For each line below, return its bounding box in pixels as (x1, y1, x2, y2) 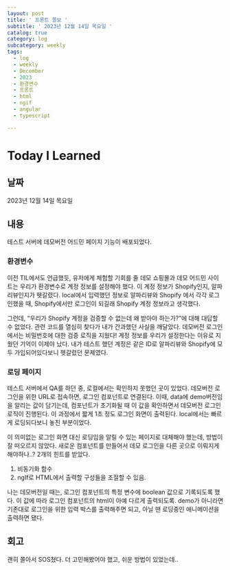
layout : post (7, 10, 45, 17)
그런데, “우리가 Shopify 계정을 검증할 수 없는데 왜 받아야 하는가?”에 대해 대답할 (7, 314, 218, 322)
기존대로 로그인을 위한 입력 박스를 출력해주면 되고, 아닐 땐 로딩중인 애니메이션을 (7, 505, 220, 514)
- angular (13, 106, 41, 113)
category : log (7, 36, 48, 43)
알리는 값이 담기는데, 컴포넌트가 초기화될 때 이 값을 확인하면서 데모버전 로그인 (14, 401, 222, 409)
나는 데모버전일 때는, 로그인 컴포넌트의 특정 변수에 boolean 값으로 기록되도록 (7, 488, 214, 497)
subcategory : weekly (7, 42, 67, 49)
